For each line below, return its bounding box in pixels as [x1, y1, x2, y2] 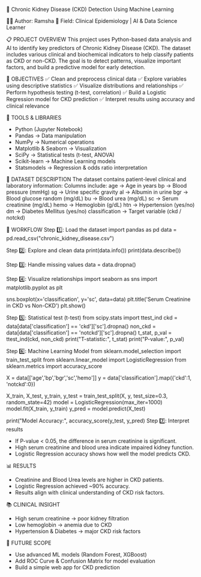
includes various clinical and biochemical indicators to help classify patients [6, 51, 194, 58]
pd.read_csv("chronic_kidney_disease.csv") [6, 235, 115, 242]
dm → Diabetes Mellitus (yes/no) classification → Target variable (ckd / [6, 208, 182, 215]
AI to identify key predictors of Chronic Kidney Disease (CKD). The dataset [6, 45, 191, 51]
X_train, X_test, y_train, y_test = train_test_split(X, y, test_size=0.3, [6, 392, 168, 400]
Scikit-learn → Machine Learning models [14, 158, 116, 165]
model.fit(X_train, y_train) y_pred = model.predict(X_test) [6, 405, 146, 412]
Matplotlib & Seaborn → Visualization [14, 145, 107, 152]
